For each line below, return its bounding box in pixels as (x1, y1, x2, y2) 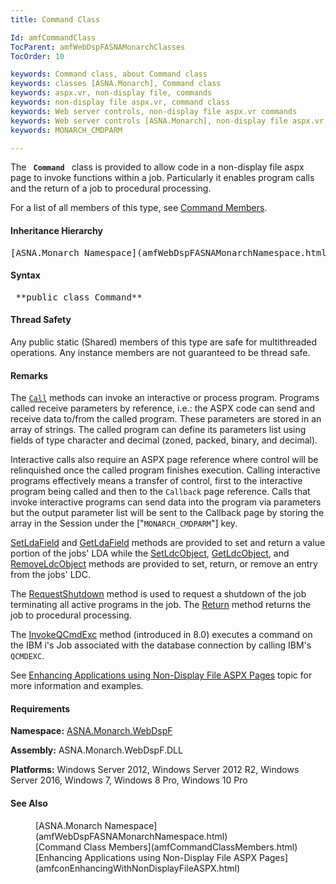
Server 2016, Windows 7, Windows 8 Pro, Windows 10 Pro (10, 774, 248, 786)
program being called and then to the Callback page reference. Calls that (10, 486, 311, 498)
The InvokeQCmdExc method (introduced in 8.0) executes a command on (10, 629, 313, 641)
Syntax (10, 269, 41, 281)
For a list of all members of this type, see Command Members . (10, 202, 268, 214)
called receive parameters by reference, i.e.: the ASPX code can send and (10, 402, 315, 415)
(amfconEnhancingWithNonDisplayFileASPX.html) (35, 862, 241, 874)
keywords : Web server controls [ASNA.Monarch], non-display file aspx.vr (10, 116, 325, 126)
